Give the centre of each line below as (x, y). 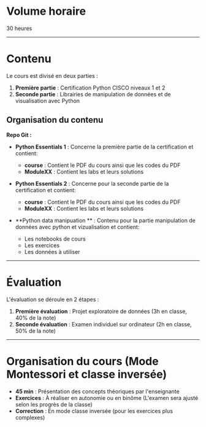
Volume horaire (46, 11)
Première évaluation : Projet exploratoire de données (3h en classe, (101, 311)
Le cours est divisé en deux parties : (52, 75)
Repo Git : (19, 135)
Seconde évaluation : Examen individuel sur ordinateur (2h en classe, (103, 324)
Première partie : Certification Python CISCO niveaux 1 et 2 (90, 88)
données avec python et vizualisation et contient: (77, 227)
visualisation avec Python (48, 101)
